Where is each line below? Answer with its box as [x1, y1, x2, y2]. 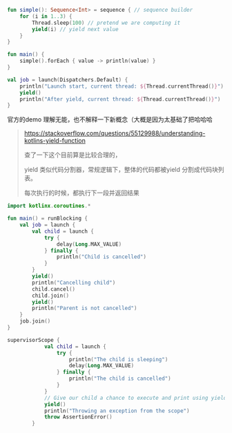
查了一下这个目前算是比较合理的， [23, 151, 122, 159]
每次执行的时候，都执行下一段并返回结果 [23, 189, 139, 197]
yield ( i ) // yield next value [32, 26, 119, 32]
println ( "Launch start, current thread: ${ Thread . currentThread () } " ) [19, 83, 224, 90]
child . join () [32, 292, 70, 299]
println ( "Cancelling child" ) [32, 279, 116, 286]
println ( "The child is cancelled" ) [68, 375, 171, 383]
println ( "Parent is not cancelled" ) [32, 305, 137, 312]
